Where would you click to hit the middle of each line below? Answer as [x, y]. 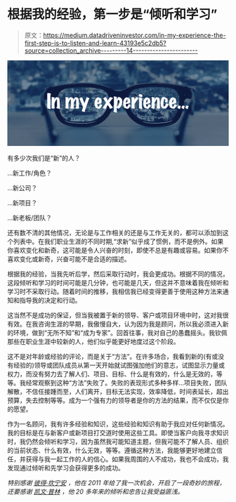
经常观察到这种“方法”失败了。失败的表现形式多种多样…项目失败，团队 [126, 383]
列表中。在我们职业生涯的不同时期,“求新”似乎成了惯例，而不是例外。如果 [118, 242]
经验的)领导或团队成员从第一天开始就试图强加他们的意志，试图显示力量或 [119, 365]
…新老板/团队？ [30, 218]
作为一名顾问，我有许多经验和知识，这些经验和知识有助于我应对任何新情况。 [118, 424]
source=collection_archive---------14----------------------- [111, 51]
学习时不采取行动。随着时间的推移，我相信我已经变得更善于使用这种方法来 [115, 291]
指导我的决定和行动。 [50, 300]
